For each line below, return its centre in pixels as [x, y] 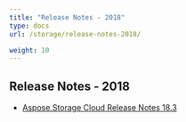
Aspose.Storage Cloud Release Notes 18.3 [100, 108]
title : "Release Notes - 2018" [67, 17]
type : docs [29, 26]
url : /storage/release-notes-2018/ [75, 34]
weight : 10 [29, 50]
